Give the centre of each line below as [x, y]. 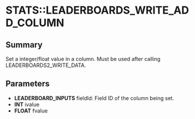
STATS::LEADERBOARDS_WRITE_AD [97, 10]
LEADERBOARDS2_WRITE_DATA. [46, 65]
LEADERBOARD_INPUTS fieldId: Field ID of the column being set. [94, 98]
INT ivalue [27, 104]
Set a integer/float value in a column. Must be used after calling [83, 59]
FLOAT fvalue [31, 111]
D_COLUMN [35, 23]
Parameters [28, 84]
